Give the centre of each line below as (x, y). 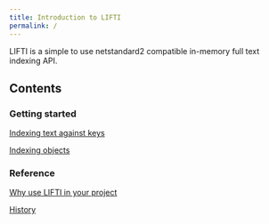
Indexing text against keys (57, 133)
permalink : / (33, 26)
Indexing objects (40, 150)
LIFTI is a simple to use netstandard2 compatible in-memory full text (134, 51)
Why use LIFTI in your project (63, 193)
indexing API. (33, 60)
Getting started (43, 114)
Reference (32, 173)
